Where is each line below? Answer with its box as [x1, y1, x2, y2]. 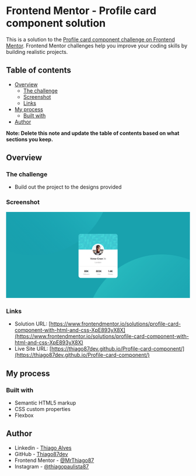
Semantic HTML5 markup [14, 399, 76, 406]
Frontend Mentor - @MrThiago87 [14, 457, 94, 464]
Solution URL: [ [14, 320, 51, 327]
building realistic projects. [6, 48, 68, 55]
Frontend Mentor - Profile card [6, 4, 156, 18]
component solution [6, 16, 106, 30]
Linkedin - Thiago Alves [14, 444, 72, 451]
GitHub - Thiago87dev [14, 450, 68, 457]
